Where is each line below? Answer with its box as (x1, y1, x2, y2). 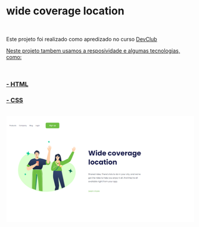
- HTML (6, 79, 29, 88)
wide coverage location (6, 4, 125, 18)
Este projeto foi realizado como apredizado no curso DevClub (6, 35, 157, 42)
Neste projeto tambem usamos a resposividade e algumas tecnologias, (6, 47, 181, 54)
